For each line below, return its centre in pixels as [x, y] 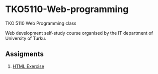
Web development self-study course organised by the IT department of [79, 33]
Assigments [24, 54]
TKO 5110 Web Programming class [41, 23]
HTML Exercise [28, 66]
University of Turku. [26, 38]
